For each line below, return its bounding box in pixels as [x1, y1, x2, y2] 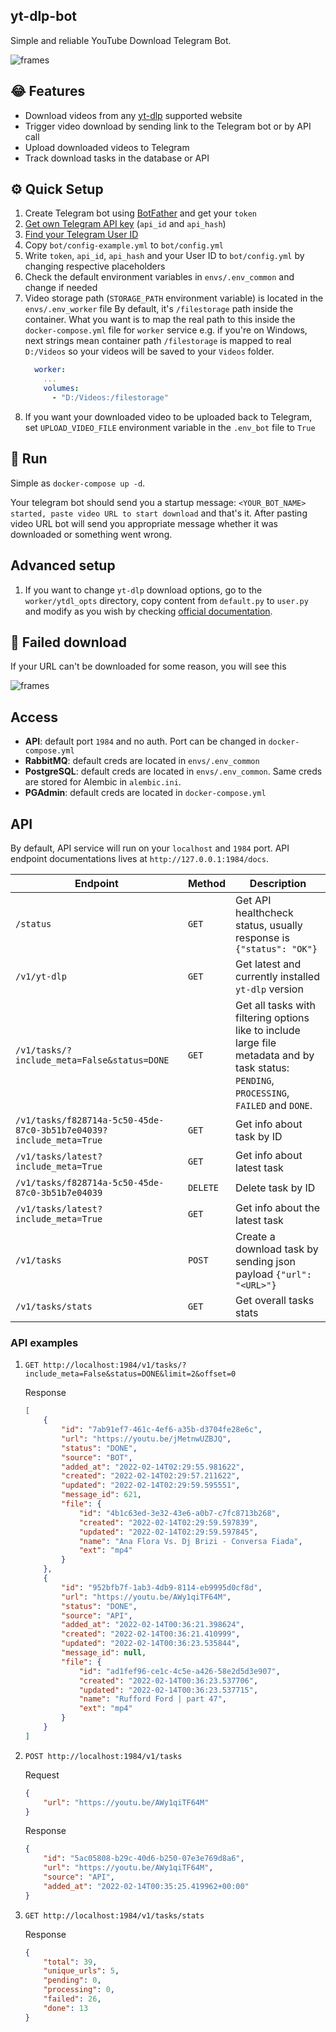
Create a [235, 1230, 276, 1243]
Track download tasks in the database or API [24, 152, 210, 164]
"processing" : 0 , [43, 1985, 116, 1995]
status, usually [235, 919, 303, 932]
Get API [235, 894, 272, 907]
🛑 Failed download [10, 634, 127, 651]
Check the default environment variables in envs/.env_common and [24, 271, 295, 283]
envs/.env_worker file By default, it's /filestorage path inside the [24, 303, 294, 315]
